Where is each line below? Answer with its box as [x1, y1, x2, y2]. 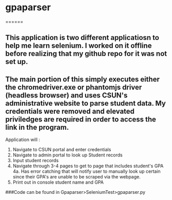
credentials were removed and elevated [5, 107, 135, 115]
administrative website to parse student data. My [5, 99, 166, 108]
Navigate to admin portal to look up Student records [12, 152, 123, 158]
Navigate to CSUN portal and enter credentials [12, 147, 111, 153]
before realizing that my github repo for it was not [5, 49, 167, 58]
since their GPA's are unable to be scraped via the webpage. [12, 174, 141, 180]
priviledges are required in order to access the [5, 115, 157, 124]
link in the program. [5, 123, 69, 132]
